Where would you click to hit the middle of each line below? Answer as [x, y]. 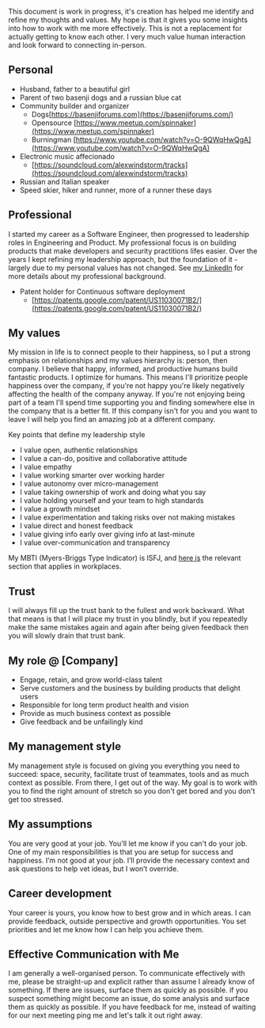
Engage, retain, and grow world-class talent [91, 680]
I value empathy [46, 467]
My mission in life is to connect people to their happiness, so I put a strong [129, 352]
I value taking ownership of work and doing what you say [113, 492]
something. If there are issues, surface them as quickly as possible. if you [128, 990]
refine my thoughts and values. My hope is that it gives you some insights [128, 20]
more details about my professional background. [87, 276]
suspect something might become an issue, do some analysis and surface [129, 999]
